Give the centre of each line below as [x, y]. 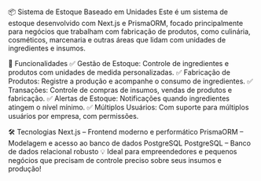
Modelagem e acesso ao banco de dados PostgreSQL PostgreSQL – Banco [130, 143]
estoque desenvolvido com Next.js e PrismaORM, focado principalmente [126, 23]
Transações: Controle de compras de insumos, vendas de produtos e [120, 90]
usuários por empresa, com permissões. [74, 116]
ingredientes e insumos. [47, 48]
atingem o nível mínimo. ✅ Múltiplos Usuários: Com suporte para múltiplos [129, 107]
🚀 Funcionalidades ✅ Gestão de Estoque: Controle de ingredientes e [119, 63]
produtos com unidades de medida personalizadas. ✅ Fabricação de [119, 72]
